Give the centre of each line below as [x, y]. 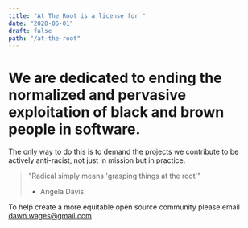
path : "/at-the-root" [45, 38]
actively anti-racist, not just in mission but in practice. [97, 160]
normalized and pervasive [97, 95]
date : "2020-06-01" [41, 23]
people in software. [74, 129]
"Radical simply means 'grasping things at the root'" [114, 176]
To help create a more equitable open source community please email [124, 207]
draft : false [30, 31]
